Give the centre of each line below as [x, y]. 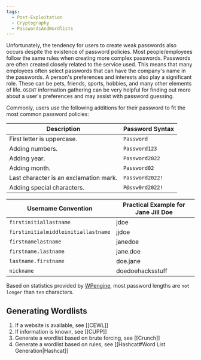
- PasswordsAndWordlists [42, 28]
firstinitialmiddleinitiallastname [60, 232]
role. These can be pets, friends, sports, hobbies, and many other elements [99, 84]
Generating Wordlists [47, 311]
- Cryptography [31, 23]
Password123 [140, 149]
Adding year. [27, 158]
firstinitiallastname [40, 222]
